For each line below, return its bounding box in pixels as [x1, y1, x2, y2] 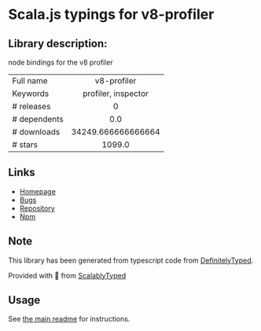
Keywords [12, 88, 50, 99]
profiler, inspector [82, 88, 149, 99]
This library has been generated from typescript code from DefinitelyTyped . [8, 256, 254, 265]
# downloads [12, 127, 61, 137]
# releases [12, 101, 51, 112]
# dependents [12, 114, 64, 124]
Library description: [8, 37, 108, 50]
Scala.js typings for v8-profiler [8, 6, 215, 24]
